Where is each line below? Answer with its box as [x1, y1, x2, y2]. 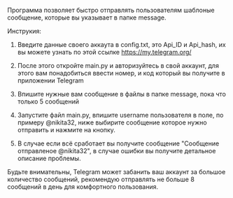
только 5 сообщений [17, 97, 79, 106]
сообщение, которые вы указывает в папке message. [7, 13, 167, 22]
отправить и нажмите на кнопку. [17, 126, 115, 134]
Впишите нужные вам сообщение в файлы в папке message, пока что [17, 90, 226, 98]
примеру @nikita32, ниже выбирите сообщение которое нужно [17, 118, 208, 127]
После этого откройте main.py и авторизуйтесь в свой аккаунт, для [17, 62, 219, 69]
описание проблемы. [17, 154, 82, 162]
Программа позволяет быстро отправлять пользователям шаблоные [7, 6, 215, 14]
